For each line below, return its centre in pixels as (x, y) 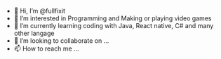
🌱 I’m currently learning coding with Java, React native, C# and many (114, 26)
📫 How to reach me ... (46, 48)
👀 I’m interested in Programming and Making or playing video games (113, 18)
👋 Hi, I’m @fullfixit (39, 11)
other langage (34, 33)
